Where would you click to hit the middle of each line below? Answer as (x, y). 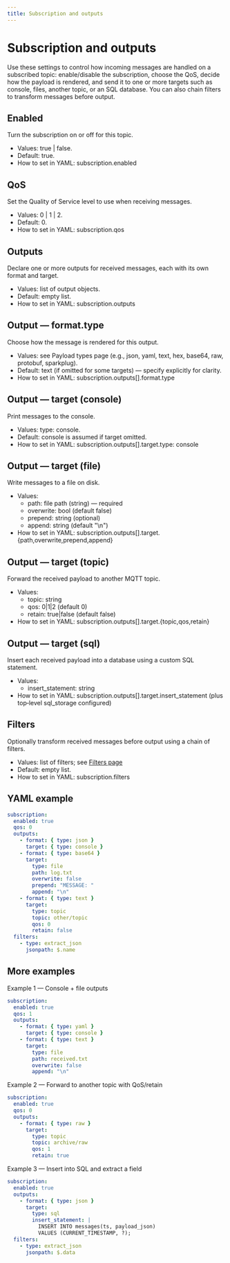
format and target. (33, 275)
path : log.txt (52, 873)
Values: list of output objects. (59, 289)
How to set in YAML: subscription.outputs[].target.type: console (108, 444)
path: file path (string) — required (75, 504)
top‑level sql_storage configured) (64, 703)
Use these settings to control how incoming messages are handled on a (109, 67)
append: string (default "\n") (68, 525)
